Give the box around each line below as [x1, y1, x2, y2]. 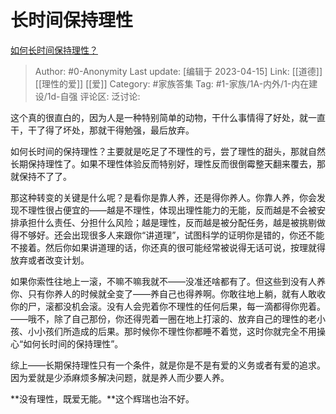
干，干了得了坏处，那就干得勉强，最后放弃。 [10, 124, 195, 136]
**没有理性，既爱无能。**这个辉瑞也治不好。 [10, 392, 195, 405]
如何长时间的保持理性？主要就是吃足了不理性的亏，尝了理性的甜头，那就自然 [10, 145, 326, 157]
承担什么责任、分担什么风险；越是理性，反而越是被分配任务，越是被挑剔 [18, 216, 317, 228]
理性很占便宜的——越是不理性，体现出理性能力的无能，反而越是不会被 [27, 204, 317, 216]
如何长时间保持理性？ [10, 44, 98, 56]
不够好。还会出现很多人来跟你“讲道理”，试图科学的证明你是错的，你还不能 [18, 229, 325, 241]
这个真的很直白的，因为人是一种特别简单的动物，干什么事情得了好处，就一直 [10, 111, 326, 123]
